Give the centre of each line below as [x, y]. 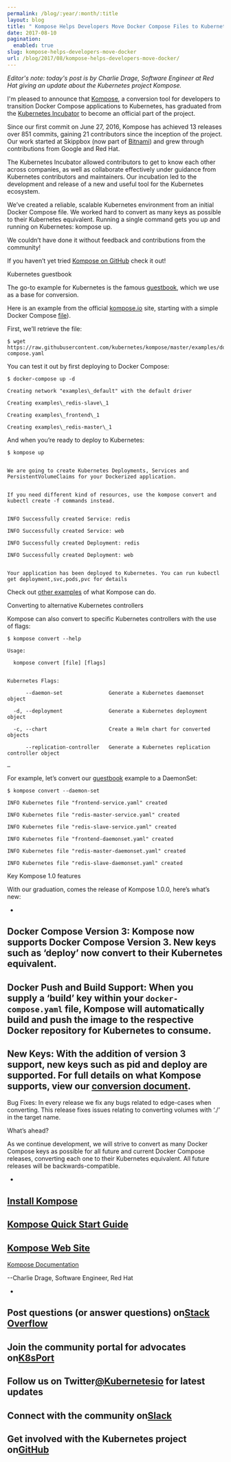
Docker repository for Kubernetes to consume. [109, 1030]
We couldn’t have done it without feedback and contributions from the [107, 240]
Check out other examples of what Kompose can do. [81, 592]
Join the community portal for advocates [97, 1347]
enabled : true [33, 45]
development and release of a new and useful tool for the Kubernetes [106, 184]
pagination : [24, 39]
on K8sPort [31, 1358]
